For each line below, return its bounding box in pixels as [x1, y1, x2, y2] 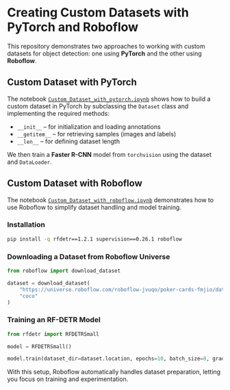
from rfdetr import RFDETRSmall [7, 330, 99, 337]
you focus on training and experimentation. [7, 375, 129, 383]
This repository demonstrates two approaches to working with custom [7, 42, 205, 50]
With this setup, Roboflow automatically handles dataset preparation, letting [7, 368, 221, 376]
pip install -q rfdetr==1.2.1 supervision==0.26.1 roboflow [7, 235, 183, 243]
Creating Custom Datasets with [7, 5, 190, 21]
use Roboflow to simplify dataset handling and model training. [7, 203, 181, 211]
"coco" [19, 293, 38, 300]
